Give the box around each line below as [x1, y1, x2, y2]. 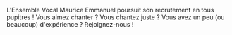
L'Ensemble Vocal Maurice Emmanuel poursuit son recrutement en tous [6, 6, 214, 14]
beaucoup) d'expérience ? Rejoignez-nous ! [6, 21, 134, 28]
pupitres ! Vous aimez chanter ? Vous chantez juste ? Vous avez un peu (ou [6, 13, 225, 21]
